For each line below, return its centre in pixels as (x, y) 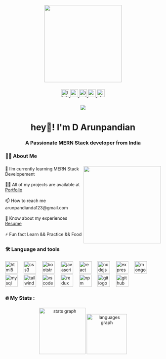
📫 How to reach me (25, 200)
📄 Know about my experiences (36, 218)
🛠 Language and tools (33, 249)
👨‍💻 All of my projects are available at (42, 184)
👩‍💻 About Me (21, 156)
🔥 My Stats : (20, 298)
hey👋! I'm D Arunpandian (83, 127)
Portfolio (14, 190)
